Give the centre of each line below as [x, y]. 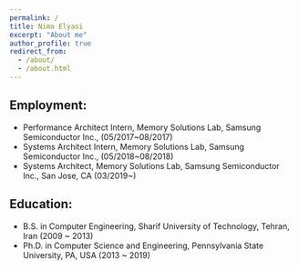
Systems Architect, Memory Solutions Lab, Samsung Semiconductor [151, 165]
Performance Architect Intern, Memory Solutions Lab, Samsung [142, 127]
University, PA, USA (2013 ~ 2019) [87, 255]
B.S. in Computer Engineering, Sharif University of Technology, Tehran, [156, 226]
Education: [41, 204]
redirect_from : [38, 52]
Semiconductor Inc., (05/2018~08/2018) [98, 156]
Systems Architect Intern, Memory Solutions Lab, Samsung [133, 146]
